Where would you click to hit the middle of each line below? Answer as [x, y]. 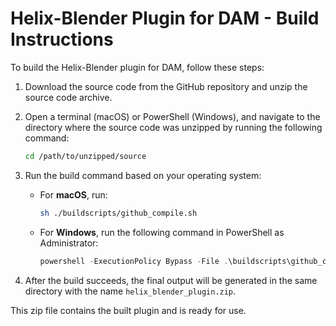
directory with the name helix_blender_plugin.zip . [130, 291]
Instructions [62, 39]
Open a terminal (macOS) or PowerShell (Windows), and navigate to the [172, 116]
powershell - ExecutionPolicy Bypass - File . [134, 261]
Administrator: [69, 243]
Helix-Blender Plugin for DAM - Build [165, 18]
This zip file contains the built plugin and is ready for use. [128, 310]
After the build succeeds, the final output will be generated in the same [171, 280]
